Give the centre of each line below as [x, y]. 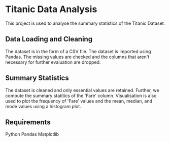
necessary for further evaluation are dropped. [53, 62]
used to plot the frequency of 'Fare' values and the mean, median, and [79, 101]
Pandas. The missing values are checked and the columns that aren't [77, 57]
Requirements [28, 122]
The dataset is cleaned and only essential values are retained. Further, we [82, 90]
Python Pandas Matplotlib [32, 134]
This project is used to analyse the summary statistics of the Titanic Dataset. [85, 23]
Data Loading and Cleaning [49, 39]
